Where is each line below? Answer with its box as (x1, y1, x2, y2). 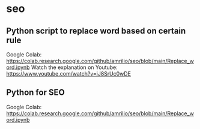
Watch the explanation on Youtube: (31, 64, 118, 71)
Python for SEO (6, 88, 65, 98)
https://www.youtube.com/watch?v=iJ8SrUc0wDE (6, 70, 131, 77)
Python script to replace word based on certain (6, 26, 186, 36)
